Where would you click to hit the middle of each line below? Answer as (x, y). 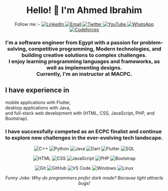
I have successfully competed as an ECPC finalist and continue (83, 131)
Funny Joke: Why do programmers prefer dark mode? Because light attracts (84, 177)
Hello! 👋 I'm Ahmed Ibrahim (84, 10)
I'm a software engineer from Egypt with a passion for (72, 42)
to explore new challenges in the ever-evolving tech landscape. (84, 138)
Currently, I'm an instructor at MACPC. (84, 74)
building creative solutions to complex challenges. (84, 55)
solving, (17, 49)
